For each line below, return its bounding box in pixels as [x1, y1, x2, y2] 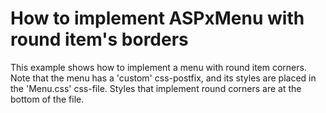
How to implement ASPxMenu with [10, 7, 305, 30]
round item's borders [10, 28, 189, 51]
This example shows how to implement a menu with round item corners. [10, 61, 307, 73]
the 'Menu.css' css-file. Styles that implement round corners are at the [10, 82, 302, 94]
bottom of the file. [10, 93, 85, 105]
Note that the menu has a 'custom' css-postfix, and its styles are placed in [10, 72, 317, 84]
